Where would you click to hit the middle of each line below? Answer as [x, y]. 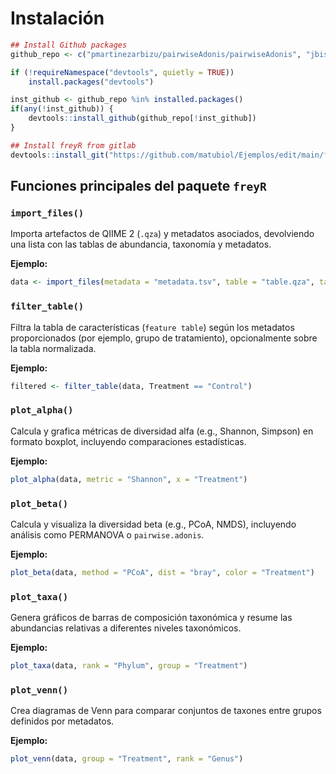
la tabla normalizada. [53, 348]
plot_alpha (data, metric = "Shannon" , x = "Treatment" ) [129, 479]
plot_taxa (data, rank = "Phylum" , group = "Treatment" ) [129, 666]
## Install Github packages [69, 45]
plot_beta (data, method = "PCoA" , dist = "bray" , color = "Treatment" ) [162, 572]
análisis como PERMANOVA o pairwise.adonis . [107, 534]
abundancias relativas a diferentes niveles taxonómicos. [126, 628]
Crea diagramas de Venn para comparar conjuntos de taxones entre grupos [166, 711]
